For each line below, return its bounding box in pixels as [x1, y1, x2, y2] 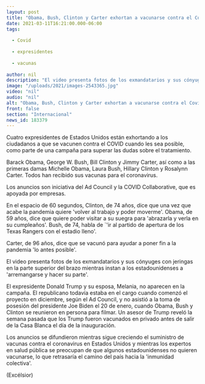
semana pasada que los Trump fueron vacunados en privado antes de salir [6, 316, 195, 323]
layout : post [6, 9, 40, 15]
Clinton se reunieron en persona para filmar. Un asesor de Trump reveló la [6, 309, 193, 316]
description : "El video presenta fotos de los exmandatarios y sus [6, 77, 182, 83]
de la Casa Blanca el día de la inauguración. [6, 322, 116, 329]
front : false [6, 105, 40, 112]
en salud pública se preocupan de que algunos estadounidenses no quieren [6, 347, 197, 354]
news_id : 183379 [6, 117, 48, 123]
